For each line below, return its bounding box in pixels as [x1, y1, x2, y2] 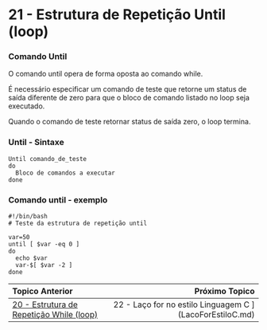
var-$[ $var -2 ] [15, 261, 73, 269]
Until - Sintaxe [8, 137, 65, 148]
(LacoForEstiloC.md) [177, 309, 255, 320]
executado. [8, 101, 45, 111]
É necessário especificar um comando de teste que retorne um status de [8, 84, 247, 94]
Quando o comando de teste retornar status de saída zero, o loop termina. [8, 117, 251, 127]
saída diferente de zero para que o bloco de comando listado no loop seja [8, 93, 250, 103]
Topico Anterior [12, 285, 73, 297]
